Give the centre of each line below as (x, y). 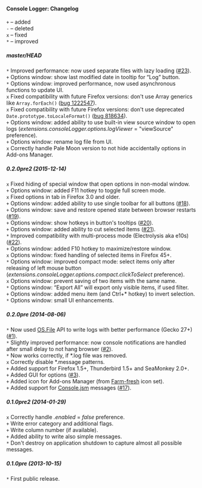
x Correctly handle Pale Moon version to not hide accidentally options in (96, 148)
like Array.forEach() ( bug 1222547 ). (52, 103)
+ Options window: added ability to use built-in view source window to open (101, 122)
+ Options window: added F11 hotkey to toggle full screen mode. (86, 190)
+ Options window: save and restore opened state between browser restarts (101, 210)
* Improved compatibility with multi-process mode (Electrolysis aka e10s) (98, 236)
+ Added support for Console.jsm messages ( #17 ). (69, 388)
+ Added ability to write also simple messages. (64, 437)
